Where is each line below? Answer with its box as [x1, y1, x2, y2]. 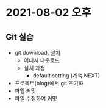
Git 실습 [5, 32, 34, 42]
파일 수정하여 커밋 [14, 95, 57, 102]
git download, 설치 [14, 49, 60, 56]
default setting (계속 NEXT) [32, 72, 101, 79]
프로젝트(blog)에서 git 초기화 [14, 80, 83, 87]
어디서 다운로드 [23, 57, 60, 64]
